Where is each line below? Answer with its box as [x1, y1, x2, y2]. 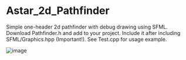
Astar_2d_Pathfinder [6, 4, 110, 17]
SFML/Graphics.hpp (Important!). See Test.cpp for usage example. [6, 36, 167, 43]
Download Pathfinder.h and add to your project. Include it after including [6, 29, 181, 36]
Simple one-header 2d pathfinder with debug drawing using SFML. [6, 23, 168, 30]
